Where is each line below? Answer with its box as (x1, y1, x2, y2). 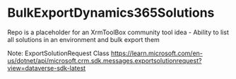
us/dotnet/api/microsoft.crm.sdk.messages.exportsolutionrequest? (7, 56, 202, 64)
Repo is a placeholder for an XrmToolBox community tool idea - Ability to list (7, 28, 230, 36)
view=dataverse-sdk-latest (7, 64, 86, 72)
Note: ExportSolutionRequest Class (7, 49, 110, 57)
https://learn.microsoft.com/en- (110, 49, 203, 57)
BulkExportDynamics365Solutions (7, 5, 215, 21)
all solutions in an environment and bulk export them (7, 35, 160, 43)
